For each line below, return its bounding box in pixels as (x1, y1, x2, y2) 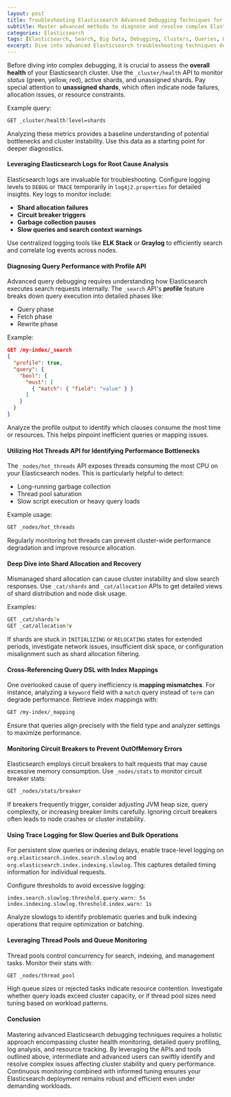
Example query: (7, 104, 52, 112)
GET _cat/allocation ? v (7, 622, 72, 630)
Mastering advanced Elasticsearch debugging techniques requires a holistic (7, 1030, 222, 1038)
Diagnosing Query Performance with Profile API (7, 261, 146, 270)
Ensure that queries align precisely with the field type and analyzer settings (7, 722, 221, 730)
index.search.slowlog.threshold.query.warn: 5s (7, 895, 146, 902)
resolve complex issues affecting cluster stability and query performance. (7, 1060, 216, 1068)
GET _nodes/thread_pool (7, 972, 76, 979)
